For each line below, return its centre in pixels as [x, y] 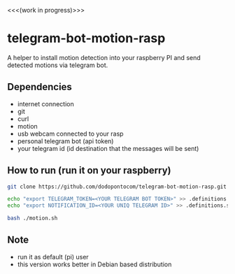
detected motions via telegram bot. [58, 65]
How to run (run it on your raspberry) [89, 171]
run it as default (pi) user [53, 257]
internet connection [46, 103]
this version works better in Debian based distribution [94, 264]
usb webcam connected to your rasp [70, 134]
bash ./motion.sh [33, 218]
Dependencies [40, 87]
